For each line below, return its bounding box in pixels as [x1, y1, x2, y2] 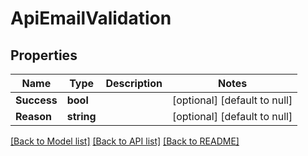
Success [15, 93, 58, 107]
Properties [10, 47, 78, 64]
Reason [15, 110, 53, 123]
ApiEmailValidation [10, 7, 172, 30]
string [66, 110, 97, 123]
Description [105, 77, 163, 90]
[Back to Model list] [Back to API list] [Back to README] [10, 135, 240, 147]
